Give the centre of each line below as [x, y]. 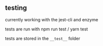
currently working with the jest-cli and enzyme [52, 19]
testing [16, 8]
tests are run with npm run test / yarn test [47, 29]
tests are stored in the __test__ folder [43, 38]
